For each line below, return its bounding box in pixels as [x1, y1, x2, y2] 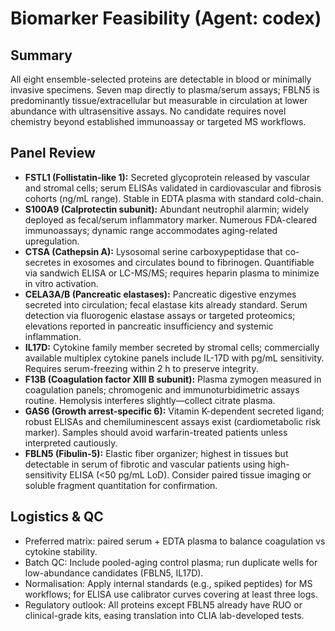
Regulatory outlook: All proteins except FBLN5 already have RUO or [24, 598, 303, 611]
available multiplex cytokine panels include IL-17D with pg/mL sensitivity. [24, 352, 325, 364]
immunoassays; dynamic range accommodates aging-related [24, 224, 278, 236]
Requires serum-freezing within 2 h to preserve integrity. [24, 362, 259, 374]
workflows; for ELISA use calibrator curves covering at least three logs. [24, 588, 318, 600]
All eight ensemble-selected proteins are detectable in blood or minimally [10, 73, 312, 85]
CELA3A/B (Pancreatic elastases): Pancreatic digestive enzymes [24, 288, 297, 300]
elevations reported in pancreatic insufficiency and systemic [24, 320, 274, 332]
